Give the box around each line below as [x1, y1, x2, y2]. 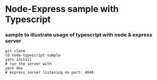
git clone [5, 49, 26, 53]
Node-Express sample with [5, 3, 119, 15]
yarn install [5, 57, 32, 62]
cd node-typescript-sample [5, 53, 61, 58]
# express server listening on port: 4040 [5, 70, 94, 75]
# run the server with [5, 61, 52, 67]
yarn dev [5, 66, 23, 71]
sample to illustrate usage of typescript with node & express [5, 31, 153, 38]
